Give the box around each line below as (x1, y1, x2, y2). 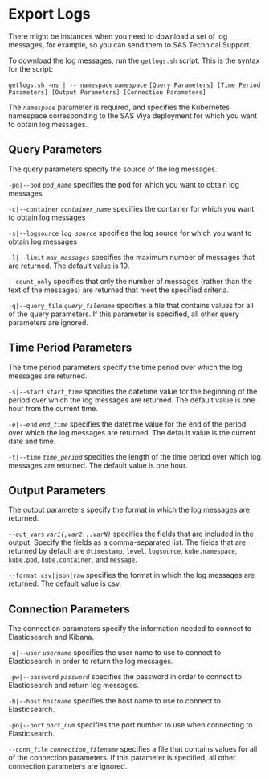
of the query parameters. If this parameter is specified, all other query (8, 309, 239, 319)
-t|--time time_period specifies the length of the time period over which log (8, 451, 261, 461)
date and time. (8, 436, 56, 446)
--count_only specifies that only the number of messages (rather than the (8, 276, 253, 286)
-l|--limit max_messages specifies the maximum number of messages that (8, 252, 255, 262)
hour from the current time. (8, 403, 99, 413)
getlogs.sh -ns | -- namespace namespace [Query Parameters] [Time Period (8, 81, 261, 89)
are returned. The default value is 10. (8, 261, 130, 270)
